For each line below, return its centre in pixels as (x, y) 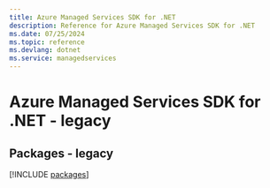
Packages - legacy (61, 153)
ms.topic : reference (47, 42)
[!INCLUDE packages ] (49, 174)
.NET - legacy (60, 121)
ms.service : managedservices (63, 58)
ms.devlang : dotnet (45, 50)
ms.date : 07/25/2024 (47, 34)
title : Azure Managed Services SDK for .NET (93, 17)
